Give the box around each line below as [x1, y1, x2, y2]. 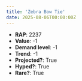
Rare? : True [14, 69, 44, 76]
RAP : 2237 [14, 31, 42, 38]
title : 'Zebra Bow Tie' [6, 8, 66, 15]
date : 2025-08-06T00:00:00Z [6, 14, 77, 20]
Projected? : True [14, 56, 57, 64]
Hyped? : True [14, 62, 50, 70]
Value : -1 [14, 37, 38, 44]
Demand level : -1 [14, 43, 58, 51]
